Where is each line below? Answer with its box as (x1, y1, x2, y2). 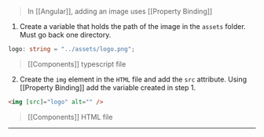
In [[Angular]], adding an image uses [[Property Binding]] (27, 7, 213, 16)
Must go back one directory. (19, 31, 112, 39)
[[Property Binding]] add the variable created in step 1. (19, 82, 196, 92)
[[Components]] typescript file (27, 59, 126, 69)
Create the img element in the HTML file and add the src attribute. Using (19, 74, 247, 84)
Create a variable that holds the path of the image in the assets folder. (19, 22, 246, 31)
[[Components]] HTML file (27, 112, 113, 121)
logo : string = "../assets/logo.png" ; (8, 45, 135, 53)
